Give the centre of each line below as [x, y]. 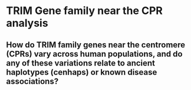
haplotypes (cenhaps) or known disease [82, 72]
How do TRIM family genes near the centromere [96, 45]
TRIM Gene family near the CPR [85, 11]
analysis [27, 23]
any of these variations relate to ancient [80, 63]
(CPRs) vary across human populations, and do [94, 54]
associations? [32, 81]
